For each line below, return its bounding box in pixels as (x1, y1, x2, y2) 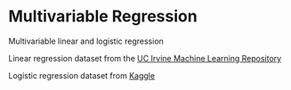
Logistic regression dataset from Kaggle (8, 70, 156, 81)
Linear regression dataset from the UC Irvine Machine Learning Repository (8, 53, 282, 63)
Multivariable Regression (8, 6, 198, 27)
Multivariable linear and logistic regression (8, 36, 164, 46)
